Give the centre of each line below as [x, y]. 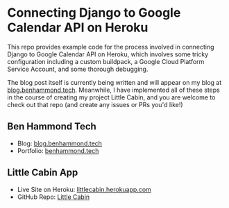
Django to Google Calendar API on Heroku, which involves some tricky [108, 54]
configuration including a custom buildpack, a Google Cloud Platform [106, 61]
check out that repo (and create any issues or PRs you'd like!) [95, 104]
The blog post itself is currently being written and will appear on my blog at [114, 82]
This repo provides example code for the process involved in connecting [111, 47]
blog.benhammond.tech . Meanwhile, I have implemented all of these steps [113, 90]
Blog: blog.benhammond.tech [60, 143]
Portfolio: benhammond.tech [58, 150]
